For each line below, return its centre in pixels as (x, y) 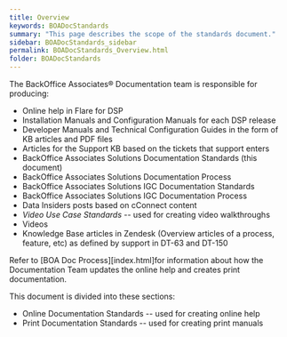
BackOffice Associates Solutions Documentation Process (127, 177)
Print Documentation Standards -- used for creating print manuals (143, 323)
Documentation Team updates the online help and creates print (125, 269)
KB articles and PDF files (67, 139)
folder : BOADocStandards (55, 59)
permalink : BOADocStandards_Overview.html (89, 51)
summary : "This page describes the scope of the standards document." (143, 34)
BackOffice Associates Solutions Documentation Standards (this (140, 158)
